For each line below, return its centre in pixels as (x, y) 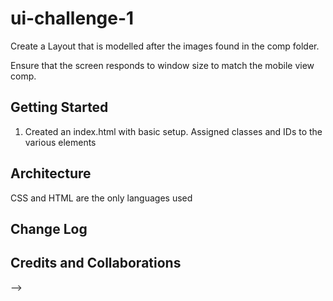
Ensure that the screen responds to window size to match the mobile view (162, 65)
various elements (60, 142)
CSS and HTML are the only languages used (101, 198)
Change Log (49, 228)
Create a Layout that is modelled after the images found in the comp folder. (165, 46)
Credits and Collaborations (96, 263)
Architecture (51, 173)
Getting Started (59, 107)
